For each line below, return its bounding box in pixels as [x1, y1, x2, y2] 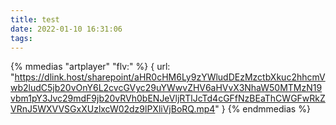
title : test [10, 14, 60, 25]
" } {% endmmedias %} [214, 103, 311, 115]
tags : [10, 33, 33, 43]
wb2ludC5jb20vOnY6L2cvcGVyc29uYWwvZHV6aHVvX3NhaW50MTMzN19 [10, 82, 323, 94]
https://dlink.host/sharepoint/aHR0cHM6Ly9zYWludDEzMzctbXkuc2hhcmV [14, 71, 326, 83]
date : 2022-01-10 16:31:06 [10, 24, 123, 34]
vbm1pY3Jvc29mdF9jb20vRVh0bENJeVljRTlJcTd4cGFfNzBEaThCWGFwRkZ [10, 92, 326, 105]
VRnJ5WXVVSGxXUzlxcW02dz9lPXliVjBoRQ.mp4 [10, 103, 216, 115]
